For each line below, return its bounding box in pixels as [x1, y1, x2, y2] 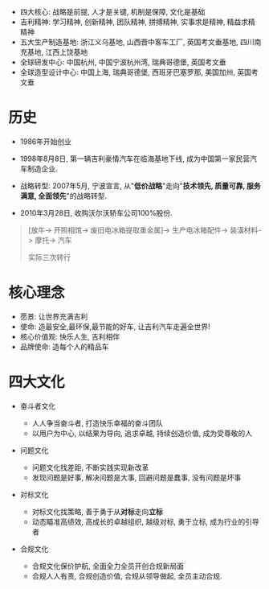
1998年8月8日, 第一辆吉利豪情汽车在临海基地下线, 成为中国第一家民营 [19, 154, 251, 163]
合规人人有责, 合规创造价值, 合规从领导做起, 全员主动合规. [31, 570, 222, 581]
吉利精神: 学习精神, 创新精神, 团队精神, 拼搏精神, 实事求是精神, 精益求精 [19, 17, 255, 27]
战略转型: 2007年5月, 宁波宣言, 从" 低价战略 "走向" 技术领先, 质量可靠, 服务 [19, 180, 261, 191]
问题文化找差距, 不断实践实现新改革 [31, 462, 149, 472]
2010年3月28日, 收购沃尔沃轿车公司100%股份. [19, 208, 173, 217]
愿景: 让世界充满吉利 [19, 311, 88, 321]
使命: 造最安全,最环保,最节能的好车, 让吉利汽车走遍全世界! [19, 321, 210, 332]
